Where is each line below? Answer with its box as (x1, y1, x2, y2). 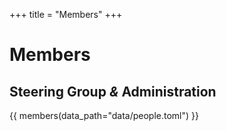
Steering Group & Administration (9, 83, 217, 100)
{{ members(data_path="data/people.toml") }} (9, 110, 199, 121)
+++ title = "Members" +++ (9, 9, 123, 20)
